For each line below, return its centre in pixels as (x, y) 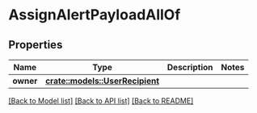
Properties (36, 45)
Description (190, 67)
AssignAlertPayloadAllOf (95, 15)
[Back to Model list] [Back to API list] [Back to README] (101, 101)
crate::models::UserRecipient (103, 81)
